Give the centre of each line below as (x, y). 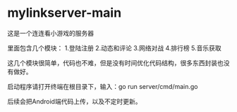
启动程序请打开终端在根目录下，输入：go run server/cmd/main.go (103, 86)
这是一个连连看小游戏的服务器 (50, 33)
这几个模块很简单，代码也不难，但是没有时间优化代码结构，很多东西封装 (112, 63)
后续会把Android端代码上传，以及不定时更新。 (74, 101)
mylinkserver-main (65, 13)
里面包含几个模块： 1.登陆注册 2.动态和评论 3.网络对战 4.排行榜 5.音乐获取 (114, 48)
